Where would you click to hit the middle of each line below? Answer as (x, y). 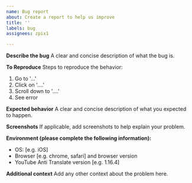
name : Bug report (27, 12)
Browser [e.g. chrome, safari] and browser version (76, 156)
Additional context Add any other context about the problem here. (87, 174)
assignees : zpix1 (27, 34)
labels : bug (21, 28)
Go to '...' (25, 79)
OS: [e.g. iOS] (31, 150)
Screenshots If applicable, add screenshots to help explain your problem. (96, 127)
